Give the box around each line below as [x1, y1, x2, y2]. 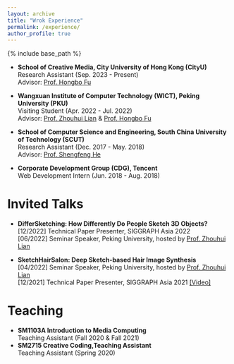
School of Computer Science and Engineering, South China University [17, 128, 227, 136]
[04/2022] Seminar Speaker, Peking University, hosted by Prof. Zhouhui [17, 263, 226, 272]
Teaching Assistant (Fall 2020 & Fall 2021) [17, 334, 140, 342]
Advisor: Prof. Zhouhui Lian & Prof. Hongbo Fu [17, 114, 152, 123]
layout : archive [7, 10, 55, 18]
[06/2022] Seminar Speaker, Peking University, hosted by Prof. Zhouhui [17, 234, 226, 243]
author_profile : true [7, 30, 71, 37]
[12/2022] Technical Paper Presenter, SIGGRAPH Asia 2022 [17, 227, 190, 236]
